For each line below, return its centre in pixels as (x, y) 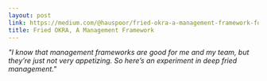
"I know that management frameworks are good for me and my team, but (129, 53)
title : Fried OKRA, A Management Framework (81, 30)
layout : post (30, 15)
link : (17, 23)
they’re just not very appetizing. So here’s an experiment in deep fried (123, 61)
